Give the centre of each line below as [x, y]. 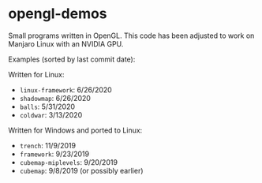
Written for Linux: [36, 74]
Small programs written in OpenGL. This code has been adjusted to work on [131, 35]
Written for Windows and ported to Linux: [75, 130]
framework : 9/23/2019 [54, 154]
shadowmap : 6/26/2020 [55, 98]
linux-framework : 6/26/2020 [65, 90]
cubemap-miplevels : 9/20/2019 [69, 162]
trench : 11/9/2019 [48, 145]
